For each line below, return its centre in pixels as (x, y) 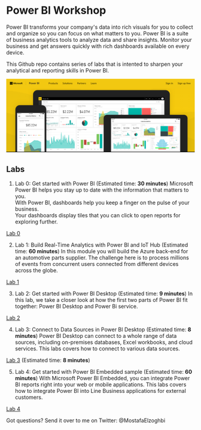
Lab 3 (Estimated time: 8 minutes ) (48, 361)
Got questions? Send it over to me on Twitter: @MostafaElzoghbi (86, 420)
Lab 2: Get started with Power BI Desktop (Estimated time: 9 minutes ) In (104, 293)
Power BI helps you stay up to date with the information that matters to (102, 190)
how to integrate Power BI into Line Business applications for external (100, 391)
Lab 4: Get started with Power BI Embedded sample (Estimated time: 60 (103, 372)
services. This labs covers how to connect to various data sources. (98, 349)
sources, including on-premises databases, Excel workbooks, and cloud (104, 343)
